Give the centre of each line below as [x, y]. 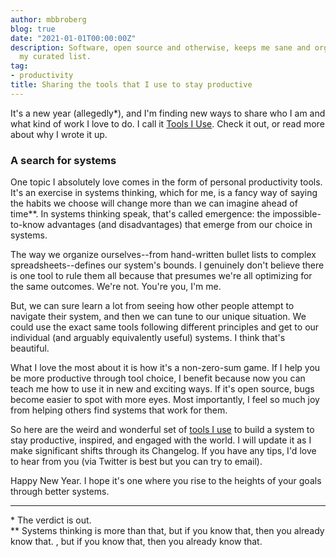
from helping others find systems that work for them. [119, 410]
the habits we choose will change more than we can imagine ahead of [154, 203]
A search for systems [63, 160]
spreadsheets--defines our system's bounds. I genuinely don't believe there [167, 265]
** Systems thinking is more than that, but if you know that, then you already [167, 531]
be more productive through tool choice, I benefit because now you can [158, 378]
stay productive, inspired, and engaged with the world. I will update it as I [161, 440]
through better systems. [60, 492]
